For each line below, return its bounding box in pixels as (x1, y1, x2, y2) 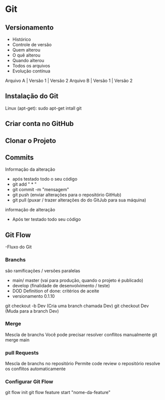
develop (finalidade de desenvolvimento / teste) (12, 282, 110, 288)
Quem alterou (12, 47, 41, 53)
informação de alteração (5, 207, 55, 213)
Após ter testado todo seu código (12, 216, 81, 222)
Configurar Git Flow (5, 378, 54, 385)
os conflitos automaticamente (5, 366, 66, 372)
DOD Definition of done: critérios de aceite (12, 288, 100, 294)
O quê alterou (12, 52, 41, 58)
